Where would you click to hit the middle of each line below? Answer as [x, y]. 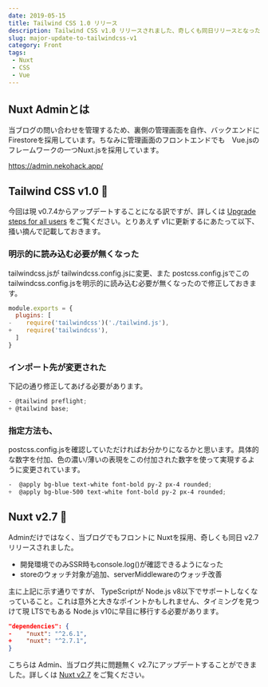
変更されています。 [53, 470]
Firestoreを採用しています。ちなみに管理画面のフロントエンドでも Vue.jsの [134, 140]
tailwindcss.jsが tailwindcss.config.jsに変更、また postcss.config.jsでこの [129, 273]
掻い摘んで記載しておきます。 [57, 232]
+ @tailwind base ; [39, 408]
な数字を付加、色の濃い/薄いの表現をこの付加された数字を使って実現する [128, 459]
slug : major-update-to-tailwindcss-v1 [73, 38]
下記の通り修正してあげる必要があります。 [78, 386]
